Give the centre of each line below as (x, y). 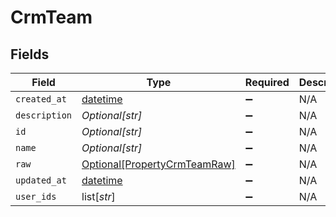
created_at (41, 99)
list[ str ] (98, 196)
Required (267, 82)
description (44, 115)
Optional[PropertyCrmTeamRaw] (158, 164)
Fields (30, 54)
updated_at (41, 180)
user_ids (36, 196)
